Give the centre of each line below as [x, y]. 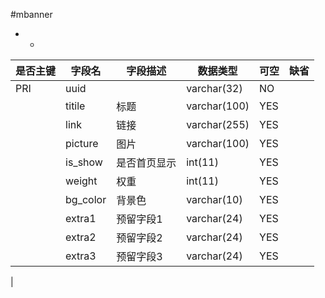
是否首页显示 [146, 162]
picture [82, 143]
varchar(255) [218, 124]
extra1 [81, 218]
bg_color [86, 199]
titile [75, 106]
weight [81, 181]
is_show [84, 162]
